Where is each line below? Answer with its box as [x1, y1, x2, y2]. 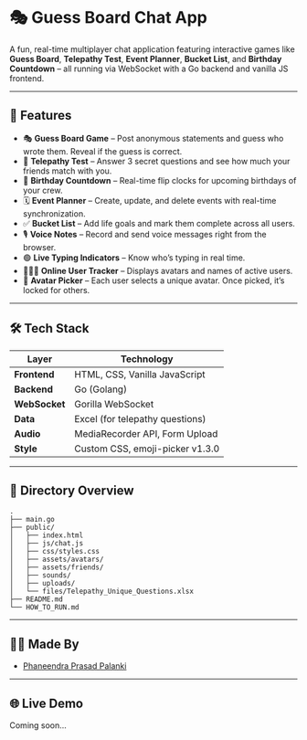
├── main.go [9, 515, 55, 524]
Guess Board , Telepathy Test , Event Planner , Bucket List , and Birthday [9, 53, 282, 64]
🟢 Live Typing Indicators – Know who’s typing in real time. [22, 252, 246, 263]
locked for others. [22, 284, 90, 295]
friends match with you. [22, 165, 112, 176]
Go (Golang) [74, 383, 128, 396]
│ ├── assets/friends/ [9, 563, 104, 572]
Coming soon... [9, 720, 67, 731]
